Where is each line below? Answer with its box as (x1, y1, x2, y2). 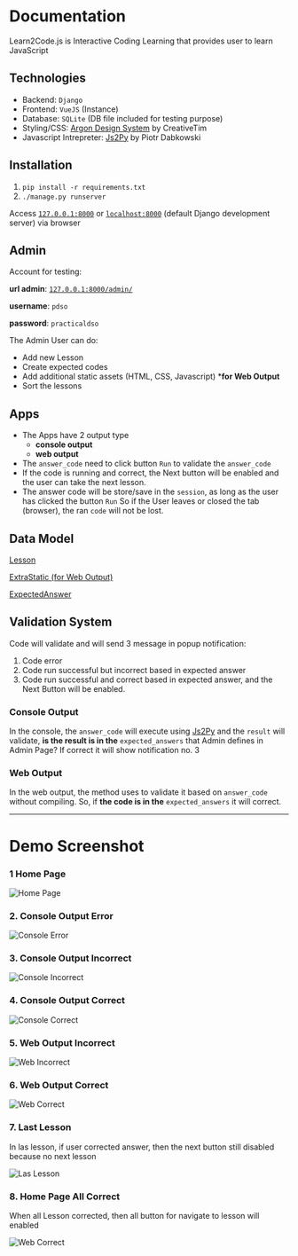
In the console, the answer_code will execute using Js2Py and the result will (9, 726, 286, 737)
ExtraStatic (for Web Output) (9, 572, 114, 582)
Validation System (9, 615, 113, 630)
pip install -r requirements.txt (21, 183, 146, 192)
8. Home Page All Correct (9, 1190, 121, 1203)
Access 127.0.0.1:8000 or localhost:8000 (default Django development (9, 208, 271, 218)
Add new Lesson (21, 352, 84, 363)
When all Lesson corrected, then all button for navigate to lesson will (9, 1210, 260, 1221)
